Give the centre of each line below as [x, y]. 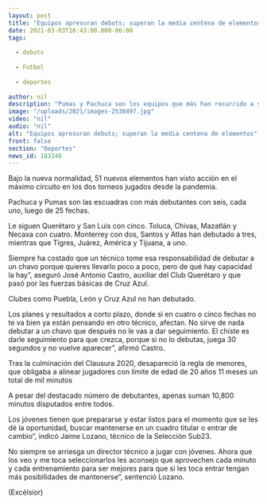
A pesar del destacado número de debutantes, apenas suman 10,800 [121, 396]
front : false [30, 141]
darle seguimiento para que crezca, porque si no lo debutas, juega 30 [122, 340]
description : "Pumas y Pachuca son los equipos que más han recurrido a [131, 104]
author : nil [28, 97]
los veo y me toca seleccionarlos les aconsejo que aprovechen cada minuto [132, 460]
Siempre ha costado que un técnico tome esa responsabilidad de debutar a [131, 258]
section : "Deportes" [43, 148]
